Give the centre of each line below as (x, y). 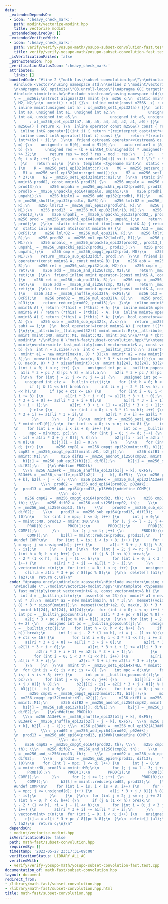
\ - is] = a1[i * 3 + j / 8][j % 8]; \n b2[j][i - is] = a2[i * (89, 438)
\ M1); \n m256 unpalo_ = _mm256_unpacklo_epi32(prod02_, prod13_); (89, 242)
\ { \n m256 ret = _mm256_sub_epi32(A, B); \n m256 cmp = (80, 280)
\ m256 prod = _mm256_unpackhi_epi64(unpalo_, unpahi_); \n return (88, 219)
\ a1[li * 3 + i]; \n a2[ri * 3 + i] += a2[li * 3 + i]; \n (86, 661)
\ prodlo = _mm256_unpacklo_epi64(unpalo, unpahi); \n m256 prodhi (88, 191)
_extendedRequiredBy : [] (35, 33)
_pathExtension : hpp (31, 61)
